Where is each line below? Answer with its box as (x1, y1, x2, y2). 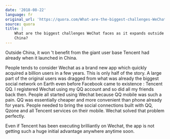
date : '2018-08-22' (5, 7, 47, 13)
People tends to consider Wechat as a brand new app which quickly (5, 64, 147, 71)
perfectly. (5, 113, 25, 119)
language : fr (5, 12, 33, 17)
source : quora (5, 21, 35, 27)
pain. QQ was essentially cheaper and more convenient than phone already (5, 97, 162, 103)
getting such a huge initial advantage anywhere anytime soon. (5, 128, 135, 134)
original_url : (5, 17, 35, 22)
